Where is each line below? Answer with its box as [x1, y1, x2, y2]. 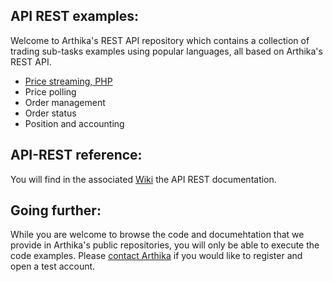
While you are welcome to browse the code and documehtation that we [10, 229, 305, 241]
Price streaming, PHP [24, 75, 113, 87]
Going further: [10, 202, 102, 219]
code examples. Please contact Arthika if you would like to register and [10, 250, 303, 262]
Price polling [24, 85, 77, 98]
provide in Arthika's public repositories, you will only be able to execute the [10, 239, 320, 251]
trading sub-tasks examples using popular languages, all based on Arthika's [10, 45, 323, 57]
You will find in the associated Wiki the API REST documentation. [10, 173, 277, 185]
